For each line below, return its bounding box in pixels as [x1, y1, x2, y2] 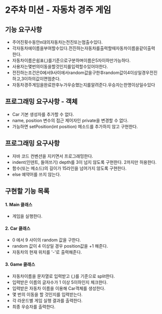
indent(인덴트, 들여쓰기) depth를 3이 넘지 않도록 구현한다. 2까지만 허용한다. [12, 159, 157, 165]
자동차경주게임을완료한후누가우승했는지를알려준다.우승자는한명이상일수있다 [12, 82, 155, 88]
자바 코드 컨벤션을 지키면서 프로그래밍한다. [12, 153, 94, 159]
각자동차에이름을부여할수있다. [12, 45, 69, 51]
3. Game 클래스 [5, 261, 36, 267]
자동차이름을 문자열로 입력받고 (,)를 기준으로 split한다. [12, 273, 115, 279]
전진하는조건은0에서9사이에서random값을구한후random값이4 [12, 70, 130, 76]
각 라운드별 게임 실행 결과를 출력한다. [12, 297, 83, 303]
